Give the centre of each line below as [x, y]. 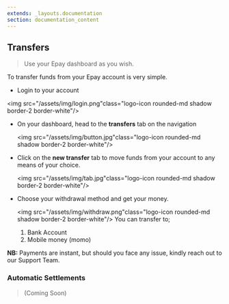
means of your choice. [49, 165]
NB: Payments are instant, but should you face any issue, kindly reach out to [114, 253]
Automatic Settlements [46, 278]
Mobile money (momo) [59, 240]
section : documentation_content [53, 20]
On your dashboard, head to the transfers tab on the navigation [107, 124]
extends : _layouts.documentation [55, 13]
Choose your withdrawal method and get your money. [93, 199]
